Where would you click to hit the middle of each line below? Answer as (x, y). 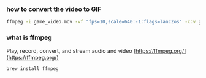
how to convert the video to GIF (54, 9)
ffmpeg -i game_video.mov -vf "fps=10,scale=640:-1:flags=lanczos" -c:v (101, 22)
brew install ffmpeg (33, 69)
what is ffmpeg (29, 37)
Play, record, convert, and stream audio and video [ (71, 51)
